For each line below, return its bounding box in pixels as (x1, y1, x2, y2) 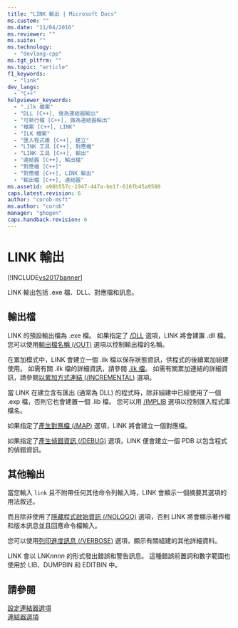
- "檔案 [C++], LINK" (14, 123, 76, 131)
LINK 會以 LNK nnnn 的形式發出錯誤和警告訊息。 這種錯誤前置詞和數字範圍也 (7, 552, 231, 560)
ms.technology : (7, 44, 53, 51)
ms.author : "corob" (7, 203, 66, 211)
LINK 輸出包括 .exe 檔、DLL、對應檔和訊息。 (7, 288, 138, 296)
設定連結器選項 (7, 604, 51, 612)
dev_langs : (7, 83, 40, 91)
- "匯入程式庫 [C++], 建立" (14, 136, 90, 143)
